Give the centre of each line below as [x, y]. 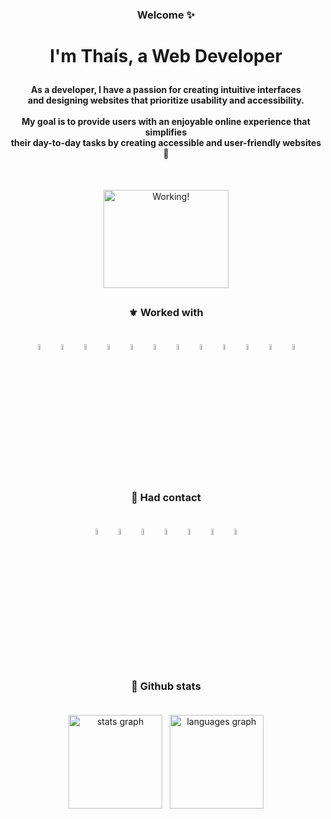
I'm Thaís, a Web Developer [166, 56]
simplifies [166, 132]
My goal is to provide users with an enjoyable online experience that [166, 122]
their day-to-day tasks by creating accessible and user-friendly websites [166, 143]
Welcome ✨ [165, 15]
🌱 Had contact [166, 497]
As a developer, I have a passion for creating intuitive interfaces [166, 90]
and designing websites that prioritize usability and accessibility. [166, 100]
